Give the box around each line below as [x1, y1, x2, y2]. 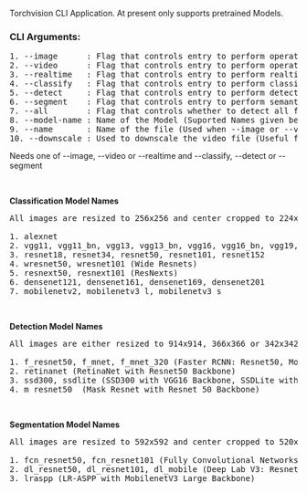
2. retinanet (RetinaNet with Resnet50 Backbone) [9, 366, 237, 377]
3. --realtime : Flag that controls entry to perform [9, 69, 265, 80]
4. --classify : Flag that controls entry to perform [9, 79, 265, 89]
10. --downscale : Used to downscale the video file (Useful [9, 133, 290, 144]
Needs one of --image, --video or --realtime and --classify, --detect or [9, 151, 277, 162]
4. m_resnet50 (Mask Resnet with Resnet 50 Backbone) [9, 384, 260, 395]
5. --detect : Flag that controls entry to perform [9, 88, 265, 99]
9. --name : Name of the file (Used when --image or [9, 124, 281, 135]
